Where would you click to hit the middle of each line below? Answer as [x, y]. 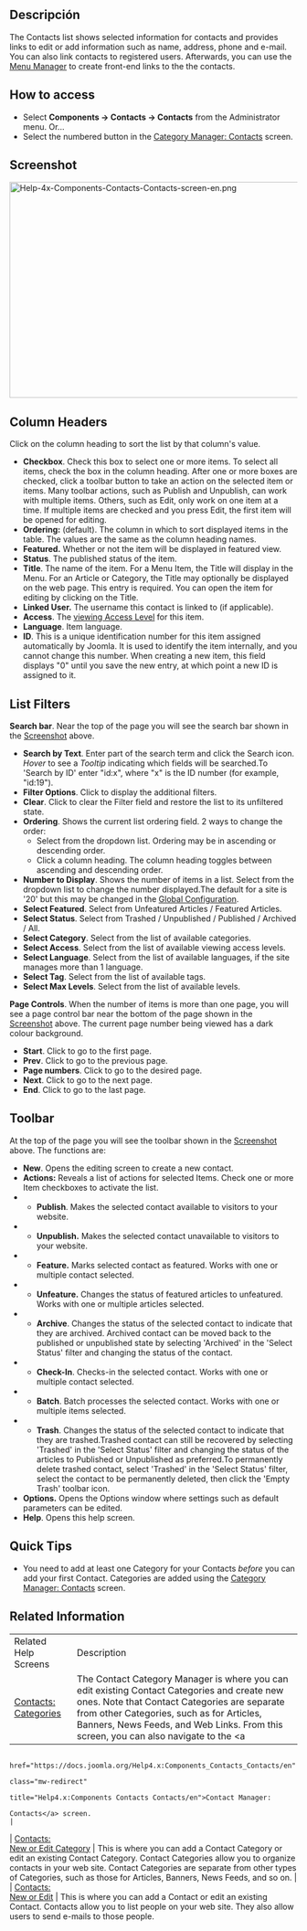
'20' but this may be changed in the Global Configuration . [131, 899]
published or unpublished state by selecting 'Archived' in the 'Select [164, 1342]
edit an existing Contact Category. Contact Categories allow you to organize [153, 1858]
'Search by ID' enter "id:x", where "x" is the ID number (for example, [151, 773]
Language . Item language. [73, 627]
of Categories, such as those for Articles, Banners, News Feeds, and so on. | [153, 1877]
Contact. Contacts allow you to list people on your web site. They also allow [152, 1906]
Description [101, 1652]
